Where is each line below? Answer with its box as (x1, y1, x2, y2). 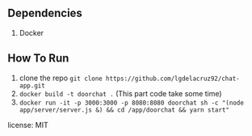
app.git (19, 81, 45, 90)
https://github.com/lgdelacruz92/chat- (105, 74, 240, 83)
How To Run (7, 52, 69, 66)
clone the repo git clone (19, 73, 103, 83)
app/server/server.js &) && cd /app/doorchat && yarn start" (19, 105, 230, 114)
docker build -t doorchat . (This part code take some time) (19, 88, 223, 98)
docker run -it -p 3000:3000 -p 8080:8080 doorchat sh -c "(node (19, 99, 244, 107)
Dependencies (7, 6, 82, 20)
